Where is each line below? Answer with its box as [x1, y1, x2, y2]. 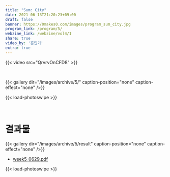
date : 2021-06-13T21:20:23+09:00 [5, 12, 76, 17]
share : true [5, 36, 31, 41]
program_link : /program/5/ [5, 26, 63, 32]
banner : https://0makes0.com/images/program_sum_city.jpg [5, 21, 131, 27]
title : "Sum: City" [5, 7, 47, 13]
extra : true [5, 45, 31, 50]
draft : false [5, 17, 33, 22]
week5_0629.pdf [12, 156, 48, 162]
